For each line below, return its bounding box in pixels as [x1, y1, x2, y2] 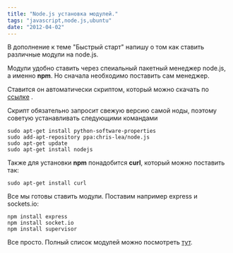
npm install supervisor [7, 225, 78, 233]
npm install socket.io [7, 220, 74, 227]
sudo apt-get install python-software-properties [7, 128, 157, 135]
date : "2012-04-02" [7, 23, 65, 30]
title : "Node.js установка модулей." [7, 10, 119, 18]
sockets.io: [7, 199, 39, 208]
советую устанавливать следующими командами [7, 114, 158, 122]
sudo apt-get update [7, 140, 68, 147]
